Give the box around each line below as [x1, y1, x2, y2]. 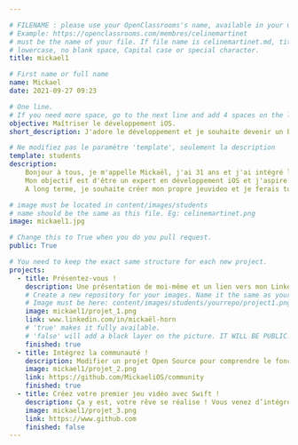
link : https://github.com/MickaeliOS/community [25, 373, 204, 382]
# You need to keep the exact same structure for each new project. [9, 258, 268, 266]
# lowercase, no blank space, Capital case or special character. [9, 45, 260, 54]
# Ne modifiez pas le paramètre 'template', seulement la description [9, 143, 276, 152]
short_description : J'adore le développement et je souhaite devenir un [9, 127, 284, 136]
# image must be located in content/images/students [9, 201, 208, 210]
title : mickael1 [9, 54, 69, 63]
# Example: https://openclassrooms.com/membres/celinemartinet [9, 28, 248, 38]
